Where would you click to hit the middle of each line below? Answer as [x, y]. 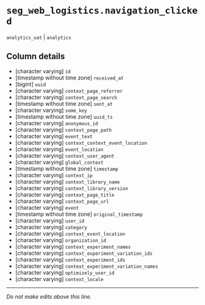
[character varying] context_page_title [65, 194]
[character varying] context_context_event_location [81, 142]
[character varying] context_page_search [66, 97]
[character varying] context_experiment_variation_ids [84, 253]
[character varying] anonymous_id [57, 123]
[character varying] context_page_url [62, 201]
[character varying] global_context [59, 162]
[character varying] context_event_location [70, 233]
